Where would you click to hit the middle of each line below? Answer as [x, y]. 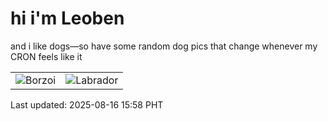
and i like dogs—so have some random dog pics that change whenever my [164, 46]
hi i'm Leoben [67, 18]
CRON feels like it [46, 56]
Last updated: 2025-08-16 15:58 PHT [87, 104]
